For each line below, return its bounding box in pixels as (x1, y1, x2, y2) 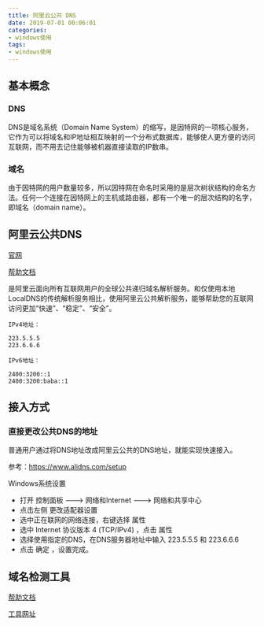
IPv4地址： (8, 320, 41, 328)
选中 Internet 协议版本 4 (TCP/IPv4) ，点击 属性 (19, 525, 173, 535)
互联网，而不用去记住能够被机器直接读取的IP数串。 (8, 142, 173, 151)
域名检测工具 (8, 570, 71, 583)
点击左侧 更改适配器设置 (19, 506, 98, 515)
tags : (8, 41, 26, 49)
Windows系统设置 (8, 479, 67, 488)
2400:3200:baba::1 (8, 377, 68, 385)
